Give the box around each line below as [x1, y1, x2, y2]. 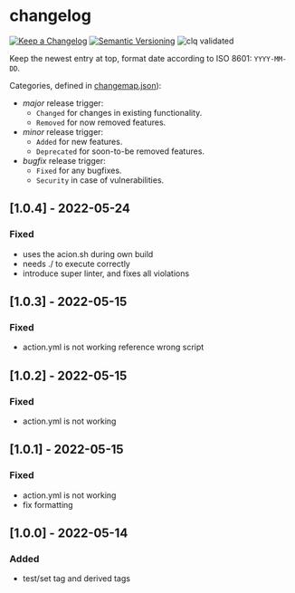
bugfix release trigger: [22, 155, 106, 166]
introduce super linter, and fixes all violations [22, 268, 190, 279]
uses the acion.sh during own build [22, 248, 154, 259]
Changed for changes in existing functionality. [35, 107, 203, 118]
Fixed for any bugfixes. [35, 165, 122, 176]
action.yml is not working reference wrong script [22, 341, 205, 353]
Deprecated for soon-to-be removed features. [35, 146, 205, 157]
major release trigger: [22, 97, 104, 109]
